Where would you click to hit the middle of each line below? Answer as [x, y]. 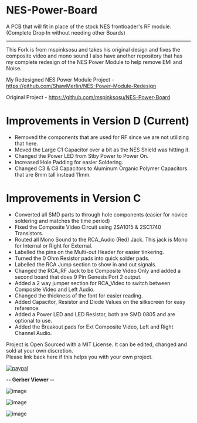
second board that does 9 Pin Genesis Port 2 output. [78, 277]
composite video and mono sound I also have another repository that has [94, 56]
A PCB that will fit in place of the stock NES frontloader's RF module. [89, 26]
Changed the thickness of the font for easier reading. [79, 295]
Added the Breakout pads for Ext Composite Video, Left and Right [94, 327]
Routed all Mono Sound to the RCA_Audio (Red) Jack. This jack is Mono [101, 239]
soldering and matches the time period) [62, 221]
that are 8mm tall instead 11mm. [52, 174]
